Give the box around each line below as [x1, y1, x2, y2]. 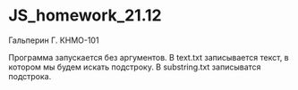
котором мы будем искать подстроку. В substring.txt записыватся [8, 61, 261, 72]
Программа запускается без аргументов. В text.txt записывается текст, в [8, 52, 290, 62]
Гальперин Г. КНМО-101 [8, 35, 99, 45]
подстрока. [8, 70, 52, 81]
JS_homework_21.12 [8, 5, 162, 26]
